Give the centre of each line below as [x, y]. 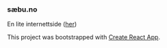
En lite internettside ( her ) [42, 24]
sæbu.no [22, 9]
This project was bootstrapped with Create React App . [84, 37]
